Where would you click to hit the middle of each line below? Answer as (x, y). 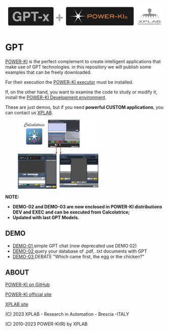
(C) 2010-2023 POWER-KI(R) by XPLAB (46, 324)
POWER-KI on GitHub (28, 285)
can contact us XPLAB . (29, 112)
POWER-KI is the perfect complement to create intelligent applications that (83, 61)
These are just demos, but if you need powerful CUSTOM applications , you (85, 107)
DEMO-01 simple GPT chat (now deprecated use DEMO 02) (75, 246)
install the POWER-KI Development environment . (56, 97)
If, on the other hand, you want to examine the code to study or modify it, (81, 92)
